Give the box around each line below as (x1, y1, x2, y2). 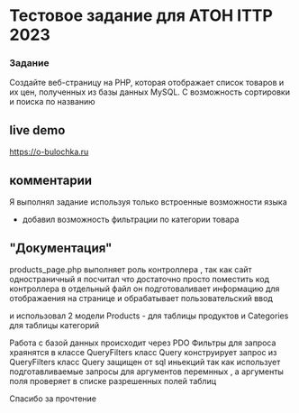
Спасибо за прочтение (9, 393, 97, 404)
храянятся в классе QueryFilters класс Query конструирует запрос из (9, 346, 277, 357)
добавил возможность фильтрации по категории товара (22, 214, 240, 225)
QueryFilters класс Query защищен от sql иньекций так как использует (9, 356, 281, 367)
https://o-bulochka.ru (9, 146, 89, 158)
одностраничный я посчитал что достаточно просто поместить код (9, 273, 270, 284)
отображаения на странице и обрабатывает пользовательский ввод (9, 292, 273, 303)
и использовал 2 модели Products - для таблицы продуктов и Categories (9, 310, 289, 321)
